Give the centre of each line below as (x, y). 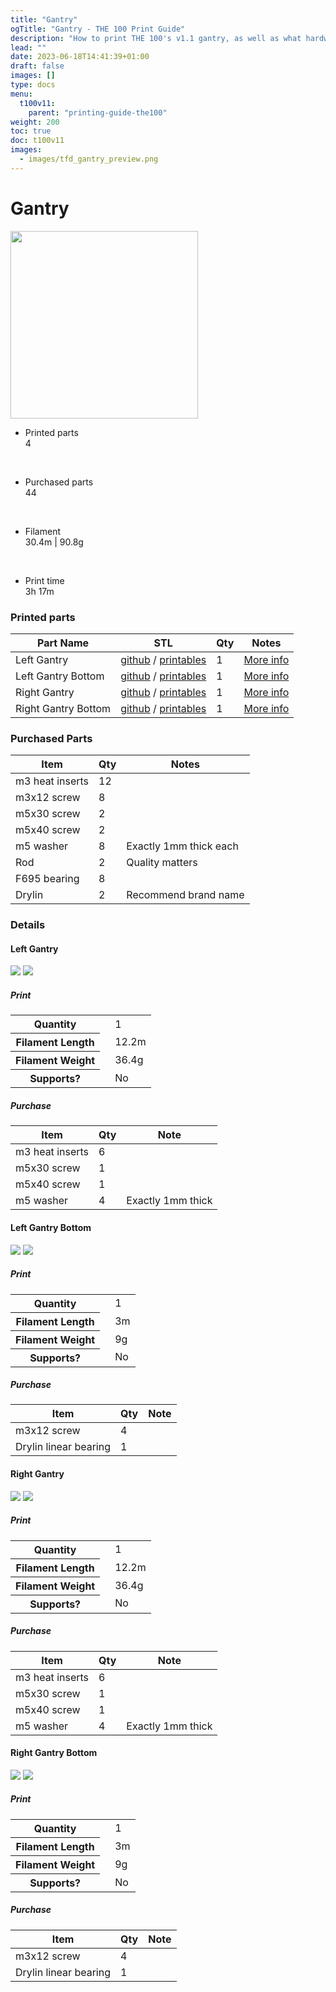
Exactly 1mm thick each (182, 846)
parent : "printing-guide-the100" (98, 112)
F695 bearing (47, 879)
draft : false (37, 66)
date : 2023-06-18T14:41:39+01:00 (80, 57)
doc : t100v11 (37, 141)
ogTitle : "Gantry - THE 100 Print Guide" (98, 29)
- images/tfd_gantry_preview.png (89, 159)
